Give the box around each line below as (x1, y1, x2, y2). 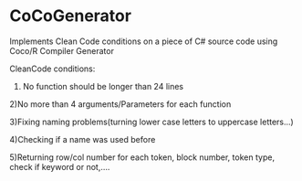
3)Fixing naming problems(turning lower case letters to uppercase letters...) (9, 116, 294, 127)
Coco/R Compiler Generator (9, 45, 114, 56)
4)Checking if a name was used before (9, 133, 156, 144)
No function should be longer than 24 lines (22, 80, 184, 91)
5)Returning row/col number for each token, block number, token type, (9, 152, 276, 163)
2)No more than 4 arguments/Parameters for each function (9, 98, 232, 110)
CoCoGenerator (9, 5, 132, 27)
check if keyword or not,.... (9, 161, 110, 172)
